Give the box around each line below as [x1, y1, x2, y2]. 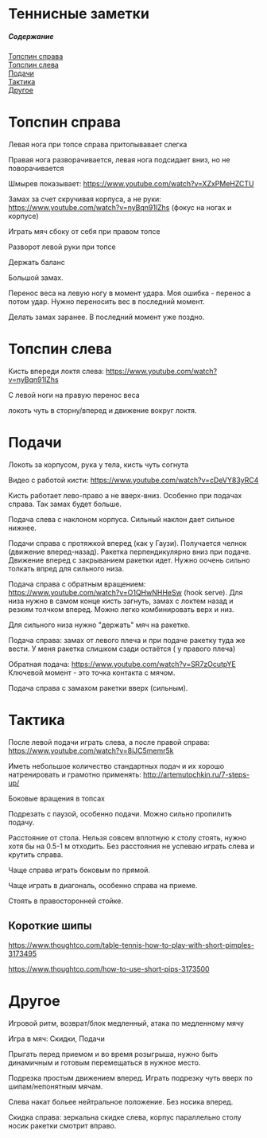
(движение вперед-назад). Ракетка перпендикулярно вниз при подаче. [8, 547, 252, 556]
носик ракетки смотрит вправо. [8, 1120, 117, 1130]
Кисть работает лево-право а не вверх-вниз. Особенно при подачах [8, 490, 242, 500]
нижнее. [8, 523, 37, 532]
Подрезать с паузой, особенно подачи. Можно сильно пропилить [8, 809, 232, 818]
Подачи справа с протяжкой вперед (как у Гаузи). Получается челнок [8, 538, 247, 548]
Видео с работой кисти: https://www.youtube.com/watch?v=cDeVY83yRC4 [8, 475, 259, 485]
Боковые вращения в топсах [8, 793, 106, 803]
